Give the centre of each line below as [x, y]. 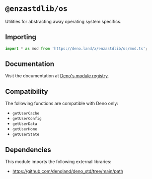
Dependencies [28, 149]
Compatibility [27, 91]
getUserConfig [27, 119]
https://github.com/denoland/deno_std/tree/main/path [68, 171]
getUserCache [26, 114]
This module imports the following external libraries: [58, 162]
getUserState [26, 135]
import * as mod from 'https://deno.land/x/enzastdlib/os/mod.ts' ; [76, 49]
